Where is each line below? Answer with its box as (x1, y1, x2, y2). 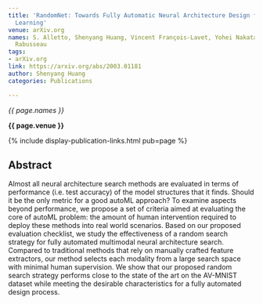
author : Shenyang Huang (8, 70, 86, 78)
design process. (8, 288, 60, 297)
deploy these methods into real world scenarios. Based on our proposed (8, 221, 241, 230)
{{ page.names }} (8, 105, 65, 114)
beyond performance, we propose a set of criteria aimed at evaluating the (8, 204, 247, 214)
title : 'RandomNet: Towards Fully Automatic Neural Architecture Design (8, 11, 250, 20)
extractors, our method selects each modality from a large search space (8, 254, 241, 263)
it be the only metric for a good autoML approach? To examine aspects (8, 196, 237, 205)
